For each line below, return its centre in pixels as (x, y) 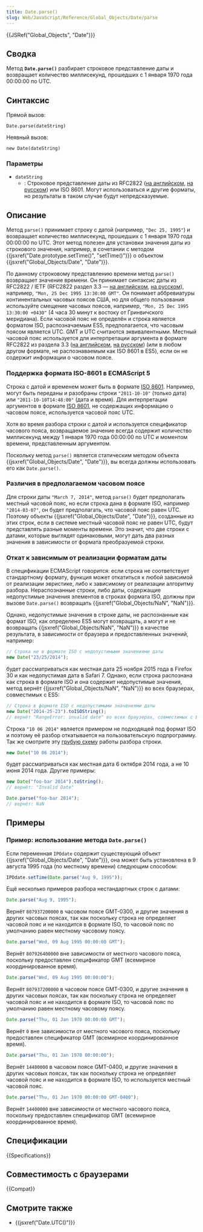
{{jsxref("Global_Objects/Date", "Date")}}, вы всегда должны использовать (101, 461)
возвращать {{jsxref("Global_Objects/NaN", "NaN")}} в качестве (88, 628)
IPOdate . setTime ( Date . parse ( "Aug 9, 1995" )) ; (64, 877)
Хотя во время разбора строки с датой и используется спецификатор (97, 424)
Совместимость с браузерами (67, 1174)
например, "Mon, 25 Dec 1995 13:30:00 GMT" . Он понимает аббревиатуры (101, 293)
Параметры (25, 164)
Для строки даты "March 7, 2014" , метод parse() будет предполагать (96, 497)
